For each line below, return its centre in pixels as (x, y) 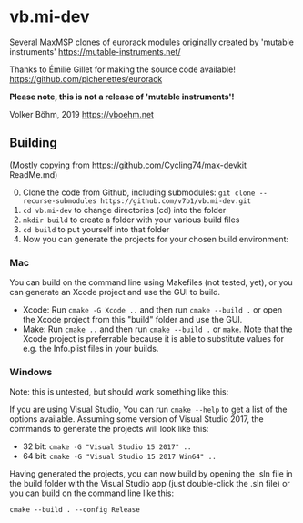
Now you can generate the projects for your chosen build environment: (156, 239)
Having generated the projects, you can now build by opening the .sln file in (151, 474)
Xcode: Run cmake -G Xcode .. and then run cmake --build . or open (152, 310)
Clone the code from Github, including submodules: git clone (139, 192)
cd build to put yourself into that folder (96, 229)
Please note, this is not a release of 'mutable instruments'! (122, 97)
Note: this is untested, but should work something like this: (119, 392)
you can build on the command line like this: (92, 493)
